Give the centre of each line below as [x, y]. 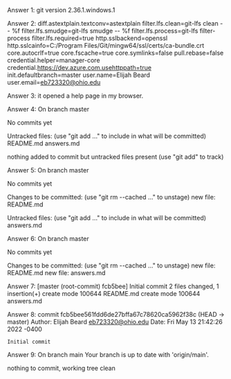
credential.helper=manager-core [54, 60]
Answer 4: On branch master [48, 109]
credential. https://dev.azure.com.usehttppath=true [80, 68]
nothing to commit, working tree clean [62, 368]
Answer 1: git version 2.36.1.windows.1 [61, 10]
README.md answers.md [44, 143]
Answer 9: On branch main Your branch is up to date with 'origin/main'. [108, 355]
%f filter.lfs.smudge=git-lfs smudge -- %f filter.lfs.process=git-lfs [105, 31]
